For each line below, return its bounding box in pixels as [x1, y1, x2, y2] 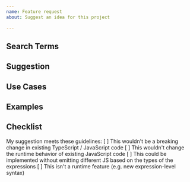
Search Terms [6, 41, 59, 51]
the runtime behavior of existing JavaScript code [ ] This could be [6, 150, 167, 157]
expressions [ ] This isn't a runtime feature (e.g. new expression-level [6, 162, 176, 170]
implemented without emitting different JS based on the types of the [6, 157, 173, 164]
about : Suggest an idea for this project [6, 14, 110, 20]
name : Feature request [6, 8, 62, 15]
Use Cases [6, 81, 47, 92]
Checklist [6, 122, 43, 132]
